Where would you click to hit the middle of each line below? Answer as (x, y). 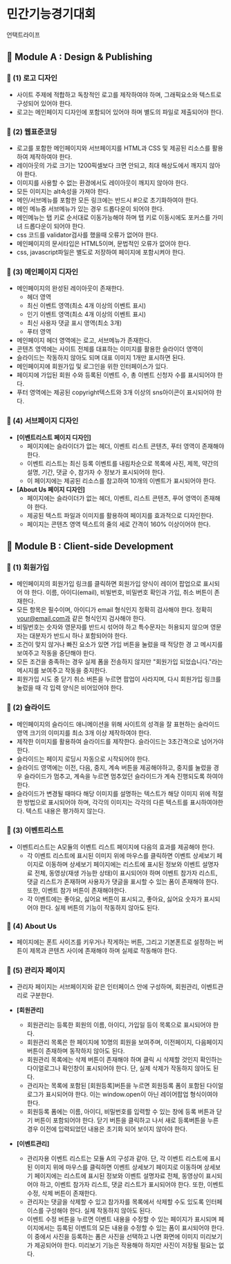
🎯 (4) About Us (31, 926)
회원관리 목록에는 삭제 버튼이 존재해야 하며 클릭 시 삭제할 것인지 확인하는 (124, 1060)
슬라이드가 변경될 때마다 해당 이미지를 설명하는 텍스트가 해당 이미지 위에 (113, 793)
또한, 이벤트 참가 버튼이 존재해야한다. (77, 890)
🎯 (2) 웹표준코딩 (32, 131)
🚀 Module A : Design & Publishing (80, 57)
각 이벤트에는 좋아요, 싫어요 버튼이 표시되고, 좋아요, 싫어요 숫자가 (114, 899)
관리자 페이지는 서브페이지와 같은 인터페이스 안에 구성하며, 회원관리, (108, 987)
